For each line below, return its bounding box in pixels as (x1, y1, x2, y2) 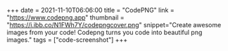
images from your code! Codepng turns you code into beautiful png (6, 28, 203, 36)
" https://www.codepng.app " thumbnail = (6, 13, 125, 22)
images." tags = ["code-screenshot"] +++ (6, 36, 128, 44)
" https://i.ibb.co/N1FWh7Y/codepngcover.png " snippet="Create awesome (6, 21, 222, 29)
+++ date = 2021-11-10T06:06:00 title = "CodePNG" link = (6, 6, 175, 14)
